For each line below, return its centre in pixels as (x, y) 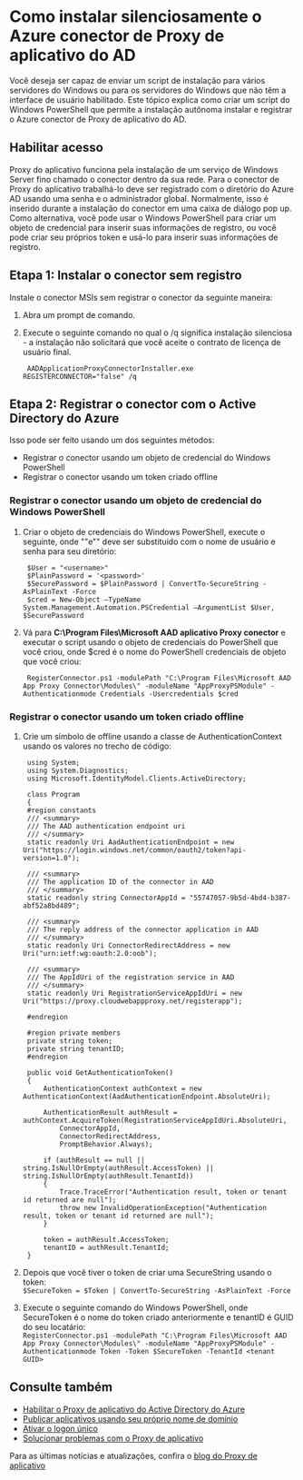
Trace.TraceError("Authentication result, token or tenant (173, 1192)
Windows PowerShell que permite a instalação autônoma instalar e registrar (151, 109)
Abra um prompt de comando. (79, 314)
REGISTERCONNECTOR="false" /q (80, 376)
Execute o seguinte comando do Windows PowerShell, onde (135, 1307)
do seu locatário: (54, 1326)
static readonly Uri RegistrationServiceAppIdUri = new (135, 993)
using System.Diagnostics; (78, 770)
